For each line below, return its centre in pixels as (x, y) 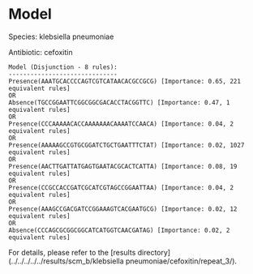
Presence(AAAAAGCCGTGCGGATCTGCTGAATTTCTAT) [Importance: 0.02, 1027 (126, 145)
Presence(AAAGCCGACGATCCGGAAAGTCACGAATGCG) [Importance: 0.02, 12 (123, 209)
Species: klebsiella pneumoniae (61, 36)
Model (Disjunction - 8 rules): (63, 67)
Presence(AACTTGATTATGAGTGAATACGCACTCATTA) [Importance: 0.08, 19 (123, 166)
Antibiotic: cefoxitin (41, 52)
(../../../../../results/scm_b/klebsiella (66, 261)
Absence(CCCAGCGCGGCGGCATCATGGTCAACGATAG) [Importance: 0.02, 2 (119, 230)
